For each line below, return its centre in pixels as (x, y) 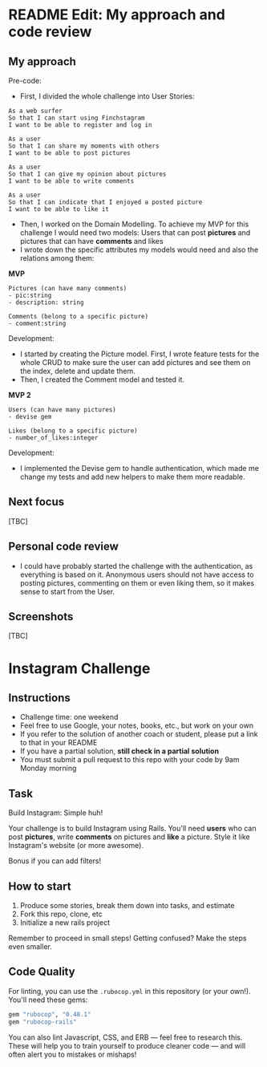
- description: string (46, 302)
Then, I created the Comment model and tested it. (102, 379)
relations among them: (57, 258)
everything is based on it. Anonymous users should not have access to (137, 574)
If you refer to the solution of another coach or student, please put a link (139, 734)
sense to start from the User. (67, 591)
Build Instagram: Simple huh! (56, 813)
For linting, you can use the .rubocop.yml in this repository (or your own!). (129, 991)
